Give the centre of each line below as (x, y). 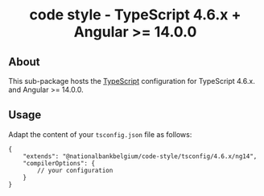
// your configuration (75, 170)
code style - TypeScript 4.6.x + (135, 15)
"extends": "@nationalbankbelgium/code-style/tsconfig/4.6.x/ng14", (140, 156)
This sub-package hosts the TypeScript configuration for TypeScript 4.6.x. (132, 81)
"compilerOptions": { (59, 163)
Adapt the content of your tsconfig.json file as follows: (100, 134)
